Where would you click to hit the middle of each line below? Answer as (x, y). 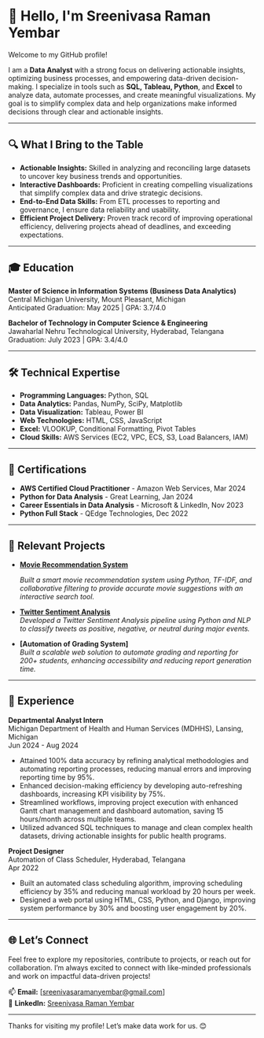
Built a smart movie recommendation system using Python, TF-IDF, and (136, 580)
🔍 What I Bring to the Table (76, 145)
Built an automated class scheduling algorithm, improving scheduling (131, 883)
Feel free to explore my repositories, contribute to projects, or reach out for (130, 959)
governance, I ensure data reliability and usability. (100, 209)
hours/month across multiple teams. (78, 819)
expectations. (42, 235)
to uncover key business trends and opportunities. (101, 176)
